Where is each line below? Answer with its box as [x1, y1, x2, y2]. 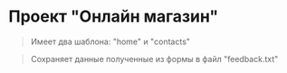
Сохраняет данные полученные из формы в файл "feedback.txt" [30, 53, 279, 64]
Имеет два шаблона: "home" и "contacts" [30, 36, 191, 47]
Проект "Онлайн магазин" [8, 6, 219, 27]
